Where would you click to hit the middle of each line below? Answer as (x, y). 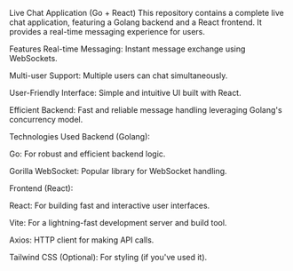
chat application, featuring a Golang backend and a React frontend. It (135, 22)
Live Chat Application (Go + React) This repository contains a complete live (146, 13)
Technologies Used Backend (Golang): (80, 136)
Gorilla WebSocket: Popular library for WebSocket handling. (119, 171)
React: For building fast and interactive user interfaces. (110, 205)
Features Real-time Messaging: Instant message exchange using (127, 49)
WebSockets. (33, 58)
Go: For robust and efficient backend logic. (87, 154)
